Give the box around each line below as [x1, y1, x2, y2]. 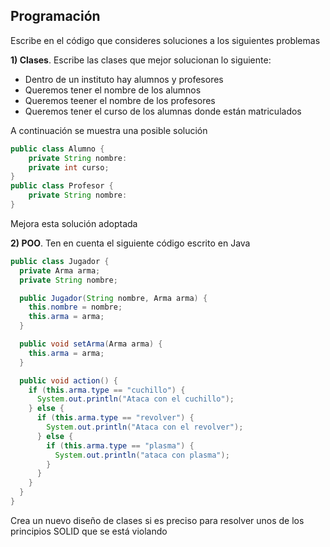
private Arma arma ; [19, 265, 101, 276]
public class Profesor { [10, 181, 114, 191]
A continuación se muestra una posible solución [10, 124, 208, 136]
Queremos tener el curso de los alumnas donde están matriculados [24, 105, 302, 117]
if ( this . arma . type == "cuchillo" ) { [28, 385, 186, 395]
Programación [10, 8, 101, 25]
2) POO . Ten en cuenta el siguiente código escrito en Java [10, 237, 251, 249]
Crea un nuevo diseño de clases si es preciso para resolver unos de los [10, 514, 305, 526]
